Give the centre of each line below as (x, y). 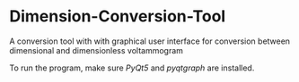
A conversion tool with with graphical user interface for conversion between (149, 41)
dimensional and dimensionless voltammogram (97, 50)
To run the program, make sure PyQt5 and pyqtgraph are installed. (132, 68)
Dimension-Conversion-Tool (118, 16)
